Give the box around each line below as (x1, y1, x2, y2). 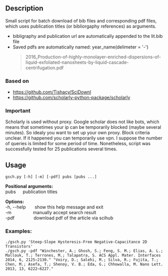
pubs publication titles (5, 189, 58, 195)
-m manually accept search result (5, 210, 97, 216)
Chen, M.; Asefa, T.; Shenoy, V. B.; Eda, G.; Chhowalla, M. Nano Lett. (5, 262, 163, 267)
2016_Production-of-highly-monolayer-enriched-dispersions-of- (25, 54, 161, 60)
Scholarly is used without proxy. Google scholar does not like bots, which (5, 119, 160, 125)
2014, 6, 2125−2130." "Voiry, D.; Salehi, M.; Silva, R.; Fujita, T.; (5, 257, 159, 262)
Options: (5, 199, 25, 205)
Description (5, 4, 43, 13)
